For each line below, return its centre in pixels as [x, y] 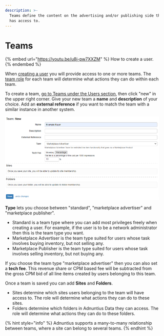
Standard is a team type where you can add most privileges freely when [84, 222]
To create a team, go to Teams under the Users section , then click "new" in [81, 94]
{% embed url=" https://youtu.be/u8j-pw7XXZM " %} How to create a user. [79, 59]
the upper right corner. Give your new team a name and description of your [81, 99]
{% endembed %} [23, 64]
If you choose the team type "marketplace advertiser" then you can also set [81, 263]
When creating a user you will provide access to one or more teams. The [78, 74]
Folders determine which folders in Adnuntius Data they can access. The [85, 308]
